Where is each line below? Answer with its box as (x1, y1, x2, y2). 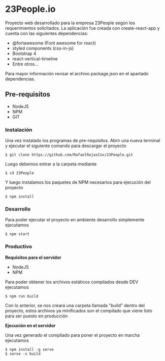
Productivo (5, 243, 32, 250)
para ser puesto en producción (5, 313, 68, 319)
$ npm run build (5, 294, 38, 299)
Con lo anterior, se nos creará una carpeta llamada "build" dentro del (5, 302, 145, 308)
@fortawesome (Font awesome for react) (12, 40, 96, 46)
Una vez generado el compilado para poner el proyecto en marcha (5, 332, 140, 338)
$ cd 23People (5, 171, 34, 176)
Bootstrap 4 (12, 51, 36, 56)
